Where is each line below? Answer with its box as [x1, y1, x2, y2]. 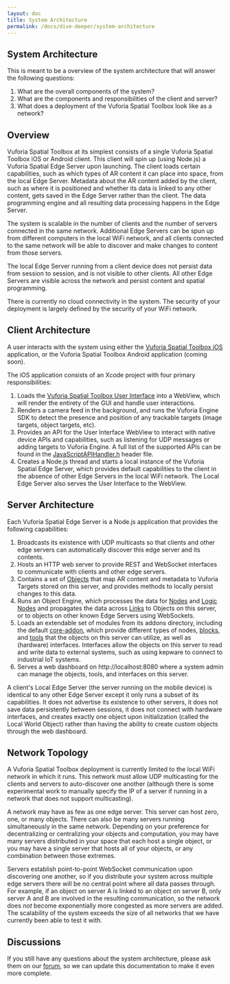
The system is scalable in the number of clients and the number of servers [7, 220, 218, 227]
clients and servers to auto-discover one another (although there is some [7, 779, 214, 788]
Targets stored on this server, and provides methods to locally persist [16, 582, 214, 590]
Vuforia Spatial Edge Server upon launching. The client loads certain [7, 163, 201, 170]
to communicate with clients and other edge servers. [16, 567, 167, 576]
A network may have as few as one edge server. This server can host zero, [7, 808, 219, 816]
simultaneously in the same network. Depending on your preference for [7, 822, 209, 830]
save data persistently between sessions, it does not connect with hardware [7, 705, 222, 713]
